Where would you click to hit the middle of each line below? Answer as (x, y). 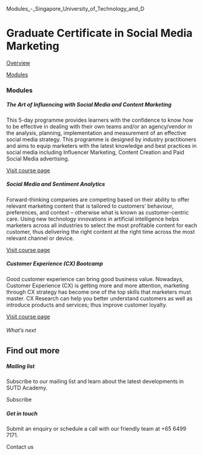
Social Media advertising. (38, 158)
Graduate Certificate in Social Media (99, 33)
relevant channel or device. (40, 238)
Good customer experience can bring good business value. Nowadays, (95, 279)
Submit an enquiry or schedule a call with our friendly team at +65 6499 (96, 428)
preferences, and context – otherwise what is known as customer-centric (98, 212)
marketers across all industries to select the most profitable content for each (102, 225)
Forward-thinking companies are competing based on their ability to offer (98, 199)
